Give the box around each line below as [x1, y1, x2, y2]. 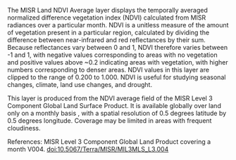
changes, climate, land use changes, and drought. [7, 81, 153, 88]
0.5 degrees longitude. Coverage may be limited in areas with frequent [7, 116, 212, 125]
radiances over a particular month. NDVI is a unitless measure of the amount [7, 21, 229, 29]
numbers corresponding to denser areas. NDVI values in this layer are [7, 66, 210, 74]
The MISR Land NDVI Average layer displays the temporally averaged [7, 6, 208, 14]
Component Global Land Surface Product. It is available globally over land [7, 102, 222, 109]
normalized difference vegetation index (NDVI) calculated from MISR [7, 13, 206, 22]
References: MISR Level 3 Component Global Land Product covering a [7, 138, 211, 146]
